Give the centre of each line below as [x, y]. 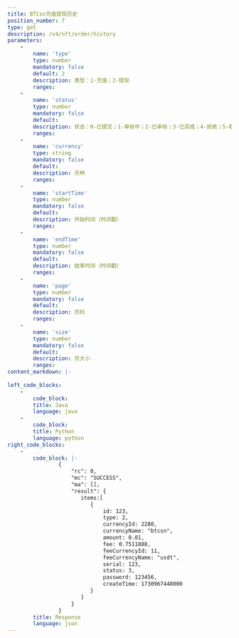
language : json [55, 624]
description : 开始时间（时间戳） [78, 220]
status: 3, [119, 571]
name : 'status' [55, 101]
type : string [52, 153]
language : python [58, 438]
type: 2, [116, 518]
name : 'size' [52, 332]
